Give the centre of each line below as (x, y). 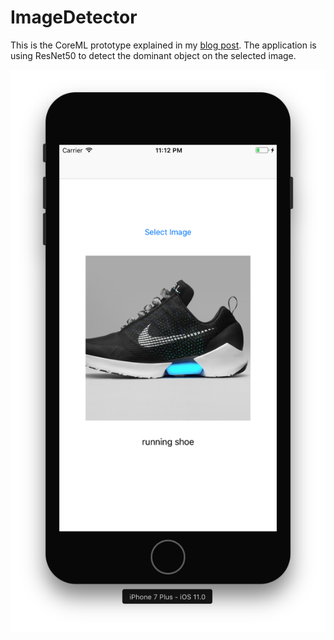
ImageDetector (74, 17)
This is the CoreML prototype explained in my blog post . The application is (163, 45)
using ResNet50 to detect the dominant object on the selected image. (153, 55)
